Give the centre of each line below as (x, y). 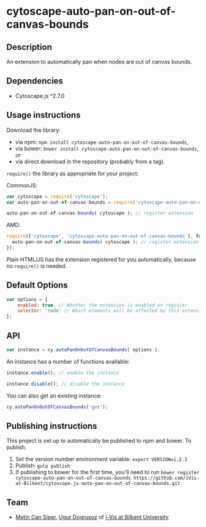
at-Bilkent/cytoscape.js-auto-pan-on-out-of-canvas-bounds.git (98, 483)
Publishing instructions (52, 426)
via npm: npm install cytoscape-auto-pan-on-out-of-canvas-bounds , (102, 142)
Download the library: (34, 130)
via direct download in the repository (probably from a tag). (90, 162)
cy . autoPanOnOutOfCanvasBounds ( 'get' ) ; (57, 407)
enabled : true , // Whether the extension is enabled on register (103, 305)
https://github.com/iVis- (166, 478)
